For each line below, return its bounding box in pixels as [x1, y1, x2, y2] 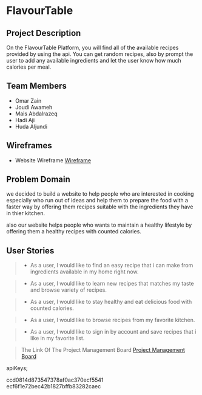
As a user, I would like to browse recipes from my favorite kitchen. [30, 317, 195, 324]
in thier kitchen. [6, 210, 45, 217]
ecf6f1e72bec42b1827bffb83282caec [6, 383, 101, 390]
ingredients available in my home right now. [30, 268, 139, 275]
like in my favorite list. [30, 335, 85, 342]
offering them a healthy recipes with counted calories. [6, 228, 141, 235]
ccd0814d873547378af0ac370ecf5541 [6, 376, 104, 383]
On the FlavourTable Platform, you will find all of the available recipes [6, 44, 179, 51]
